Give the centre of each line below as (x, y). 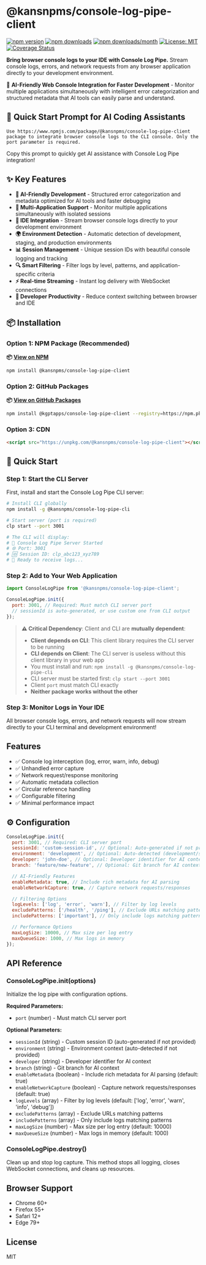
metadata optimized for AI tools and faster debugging (83, 200)
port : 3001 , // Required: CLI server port (67, 842)
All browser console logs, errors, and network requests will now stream (96, 721)
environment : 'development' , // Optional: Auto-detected (86, 854)
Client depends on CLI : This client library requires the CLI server (112, 640)
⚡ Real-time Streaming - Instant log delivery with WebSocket (93, 281)
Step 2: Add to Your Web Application (62, 576)
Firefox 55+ (30, 1210)
